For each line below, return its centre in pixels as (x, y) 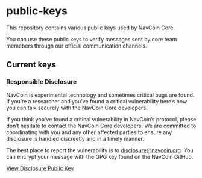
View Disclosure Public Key (40, 168)
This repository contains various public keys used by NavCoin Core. (90, 28)
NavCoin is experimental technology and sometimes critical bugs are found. (100, 95)
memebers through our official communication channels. (77, 46)
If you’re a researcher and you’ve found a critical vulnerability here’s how (97, 101)
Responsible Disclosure (42, 82)
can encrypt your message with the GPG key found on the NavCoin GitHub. (100, 156)
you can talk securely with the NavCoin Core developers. (77, 108)
